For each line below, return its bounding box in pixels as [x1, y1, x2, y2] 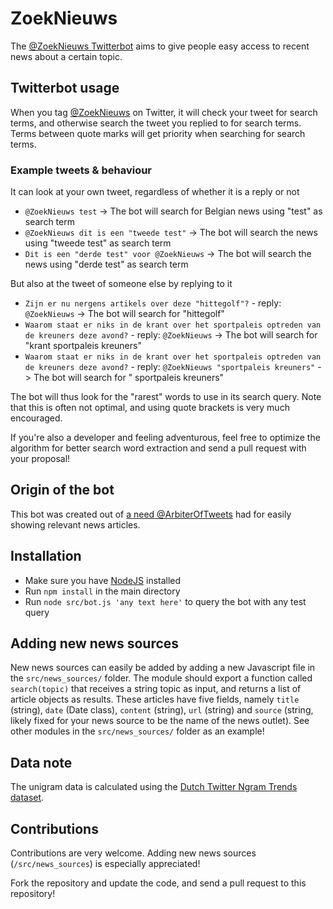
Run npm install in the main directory [24, 585, 181, 597]
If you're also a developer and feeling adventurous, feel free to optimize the [10, 432, 321, 444]
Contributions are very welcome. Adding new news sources [10, 847, 257, 859]
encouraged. [10, 412, 63, 424]
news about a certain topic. [10, 50, 123, 62]
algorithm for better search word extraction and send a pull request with [10, 442, 307, 454]
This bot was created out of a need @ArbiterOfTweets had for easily [10, 508, 292, 520]
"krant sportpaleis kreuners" [24, 340, 142, 352]
